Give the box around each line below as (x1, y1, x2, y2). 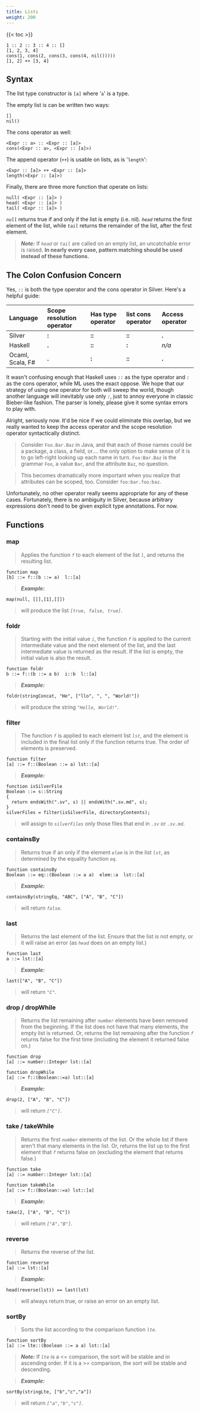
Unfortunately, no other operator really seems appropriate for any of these (6, 490, 189, 497)
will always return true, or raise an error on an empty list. (20, 1297, 160, 1304)
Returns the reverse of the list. (20, 1248, 95, 1255)
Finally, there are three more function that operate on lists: (6, 183, 149, 191)
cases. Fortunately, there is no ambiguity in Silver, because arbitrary (6, 496, 173, 504)
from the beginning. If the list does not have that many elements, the (20, 1023, 189, 1030)
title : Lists (6, 8, 39, 15)
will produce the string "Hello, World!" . (20, 704, 119, 711)
